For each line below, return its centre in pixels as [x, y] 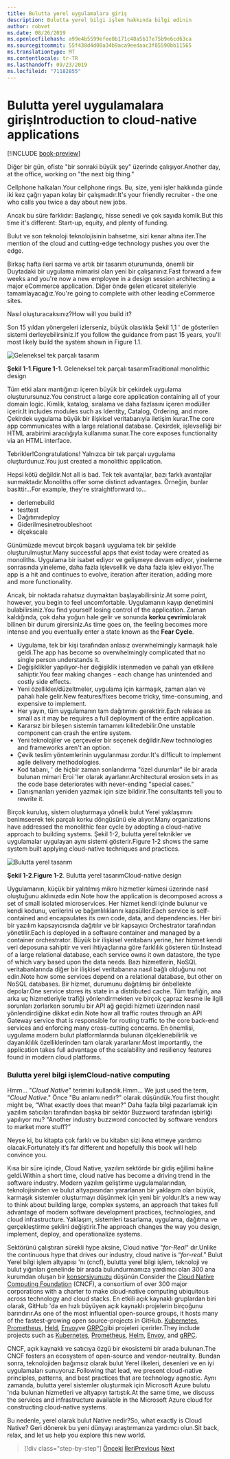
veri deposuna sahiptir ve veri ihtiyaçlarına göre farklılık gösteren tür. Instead [114, 947]
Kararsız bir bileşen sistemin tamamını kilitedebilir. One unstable [106, 726]
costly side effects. [44, 682]
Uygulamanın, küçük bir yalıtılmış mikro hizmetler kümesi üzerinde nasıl [108, 889]
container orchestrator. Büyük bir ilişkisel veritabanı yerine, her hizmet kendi [115, 940]
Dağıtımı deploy [38, 517]
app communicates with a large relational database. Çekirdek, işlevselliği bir [114, 426]
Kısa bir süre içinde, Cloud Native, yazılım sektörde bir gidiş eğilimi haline [111, 1168]
